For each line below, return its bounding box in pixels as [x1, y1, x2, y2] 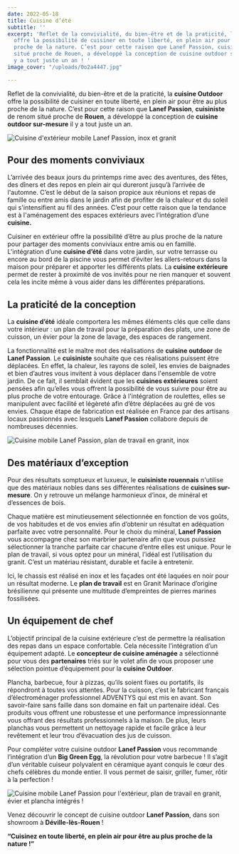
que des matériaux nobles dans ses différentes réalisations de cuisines [7, 483, 217, 492]
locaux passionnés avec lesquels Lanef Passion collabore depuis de [7, 415, 208, 423]
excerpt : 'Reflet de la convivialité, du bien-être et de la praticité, [7, 30, 228, 38]
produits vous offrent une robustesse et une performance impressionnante [7, 708, 226, 717]
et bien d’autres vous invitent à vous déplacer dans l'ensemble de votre [7, 369, 216, 378]
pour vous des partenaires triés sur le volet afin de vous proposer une [7, 656, 214, 665]
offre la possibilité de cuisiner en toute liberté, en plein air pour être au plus [7, 97, 228, 106]
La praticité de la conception [7, 298, 137, 310]
